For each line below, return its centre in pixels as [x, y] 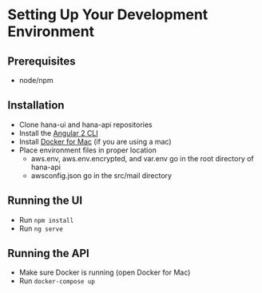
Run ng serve [41, 228]
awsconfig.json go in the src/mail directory [101, 175]
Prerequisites [42, 61]
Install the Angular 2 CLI [59, 133]
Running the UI [45, 201]
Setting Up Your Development [108, 15]
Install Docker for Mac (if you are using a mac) [95, 141]
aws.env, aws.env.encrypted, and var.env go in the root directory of [143, 158]
